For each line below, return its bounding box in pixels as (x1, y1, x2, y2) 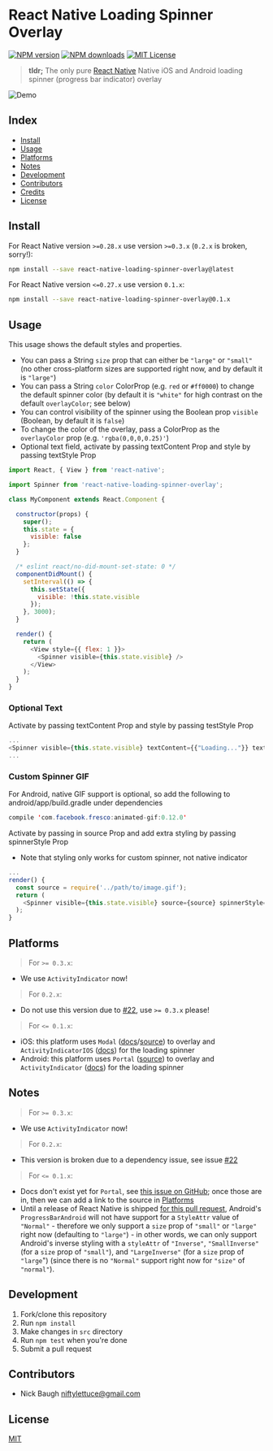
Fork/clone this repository (19, 1309, 107, 1318)
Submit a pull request (19, 1344, 92, 1353)
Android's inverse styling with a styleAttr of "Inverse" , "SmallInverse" (19, 1238, 259, 1248)
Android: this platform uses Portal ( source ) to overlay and (19, 1054, 215, 1064)
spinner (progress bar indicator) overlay (28, 74, 162, 84)
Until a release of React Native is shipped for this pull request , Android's (19, 1203, 262, 1213)
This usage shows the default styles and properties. (8, 340, 183, 350)
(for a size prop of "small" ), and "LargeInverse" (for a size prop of (19, 1246, 245, 1257)
